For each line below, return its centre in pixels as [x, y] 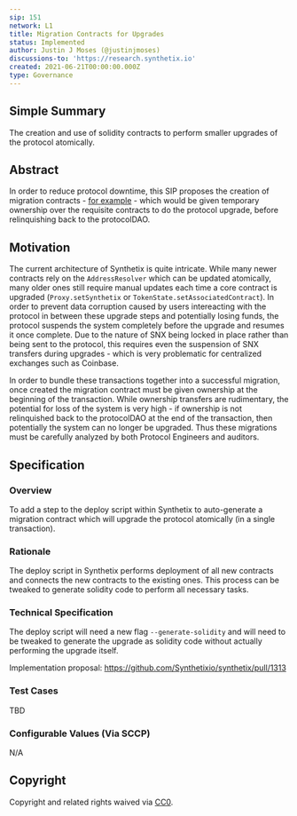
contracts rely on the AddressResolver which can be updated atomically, [141, 278]
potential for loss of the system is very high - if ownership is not [125, 408]
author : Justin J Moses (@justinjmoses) [85, 51]
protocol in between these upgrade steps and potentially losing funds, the [144, 316]
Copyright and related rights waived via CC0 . [91, 802]
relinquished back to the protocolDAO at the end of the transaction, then [141, 418]
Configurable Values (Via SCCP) [80, 733]
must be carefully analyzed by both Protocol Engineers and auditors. [134, 437]
